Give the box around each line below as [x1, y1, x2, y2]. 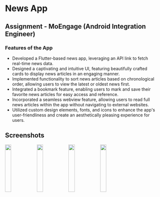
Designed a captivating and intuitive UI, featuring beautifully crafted [12, 66, 147, 71]
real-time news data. [12, 60, 54, 66]
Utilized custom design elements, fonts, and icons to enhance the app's [12, 107, 155, 113]
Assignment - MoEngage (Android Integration [5, 22, 146, 31]
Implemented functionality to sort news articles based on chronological [12, 76, 154, 82]
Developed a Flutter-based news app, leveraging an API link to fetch [12, 55, 148, 61]
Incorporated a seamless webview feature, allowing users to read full [12, 97, 150, 102]
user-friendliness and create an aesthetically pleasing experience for [12, 112, 150, 118]
